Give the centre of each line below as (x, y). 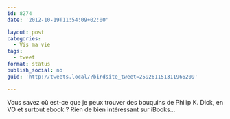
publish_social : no (35, 70)
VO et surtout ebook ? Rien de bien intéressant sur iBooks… (91, 109)
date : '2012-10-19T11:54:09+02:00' (58, 20)
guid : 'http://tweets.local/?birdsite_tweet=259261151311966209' (102, 77)
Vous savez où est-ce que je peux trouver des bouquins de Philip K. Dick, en (115, 102)
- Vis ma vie (32, 45)
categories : (24, 38)
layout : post (26, 32)
